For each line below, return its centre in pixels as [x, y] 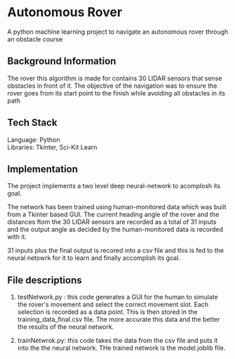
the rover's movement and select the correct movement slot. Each [113, 305]
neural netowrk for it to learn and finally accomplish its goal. [94, 258]
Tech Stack [32, 123]
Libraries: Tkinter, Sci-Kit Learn [52, 147]
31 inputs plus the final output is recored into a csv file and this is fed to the [116, 251]
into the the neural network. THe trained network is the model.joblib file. [121, 348]
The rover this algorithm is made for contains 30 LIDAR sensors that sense [115, 78]
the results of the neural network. [66, 327]
